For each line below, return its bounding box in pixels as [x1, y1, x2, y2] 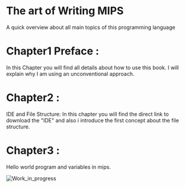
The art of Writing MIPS [6, 4, 124, 18]
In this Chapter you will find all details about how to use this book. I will [6, 64, 179, 71]
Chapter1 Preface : [6, 44, 100, 58]
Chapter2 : [6, 91, 60, 105]
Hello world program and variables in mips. [6, 163, 111, 170]
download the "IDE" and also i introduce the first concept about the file [6, 116, 179, 124]
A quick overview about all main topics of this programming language [6, 24, 176, 31]
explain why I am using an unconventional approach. [6, 70, 135, 77]
